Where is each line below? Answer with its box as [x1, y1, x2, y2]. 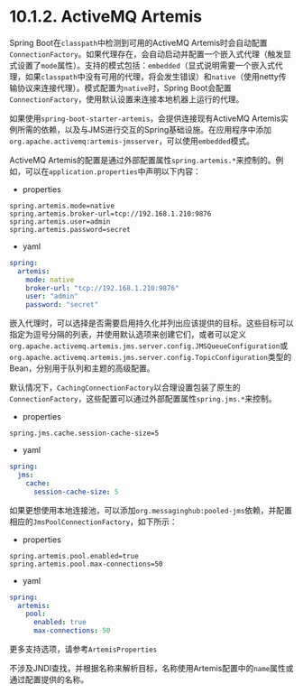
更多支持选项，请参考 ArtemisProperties [9, 643, 158, 655]
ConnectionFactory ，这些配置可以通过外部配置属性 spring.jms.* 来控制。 [9, 393, 277, 404]
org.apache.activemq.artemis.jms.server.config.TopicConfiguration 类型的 [9, 352, 292, 363]
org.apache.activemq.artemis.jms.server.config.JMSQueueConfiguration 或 [9, 340, 289, 351]
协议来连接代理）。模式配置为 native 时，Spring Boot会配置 [16, 82, 232, 93]
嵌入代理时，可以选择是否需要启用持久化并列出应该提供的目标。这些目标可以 [9, 318, 294, 328]
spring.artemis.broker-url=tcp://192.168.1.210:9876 [9, 209, 212, 218]
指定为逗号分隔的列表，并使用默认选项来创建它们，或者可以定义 [9, 329, 246, 340]
